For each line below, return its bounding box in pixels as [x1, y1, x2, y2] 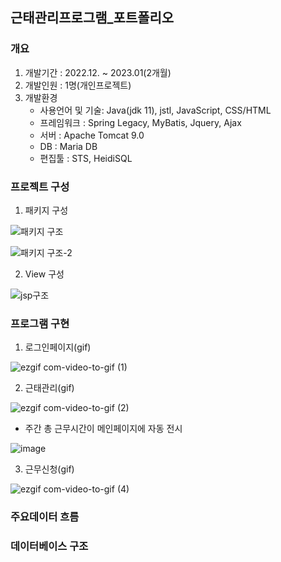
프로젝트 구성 [10, 179, 70, 193]
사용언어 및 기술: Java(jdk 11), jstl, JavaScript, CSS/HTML [39, 104, 272, 116]
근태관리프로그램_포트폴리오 [10, 9, 175, 27]
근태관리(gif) [24, 382, 75, 394]
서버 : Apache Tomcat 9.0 [39, 129, 145, 141]
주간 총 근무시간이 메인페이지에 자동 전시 [24, 423, 183, 435]
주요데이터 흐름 [10, 510, 80, 524]
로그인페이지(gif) [24, 341, 92, 353]
